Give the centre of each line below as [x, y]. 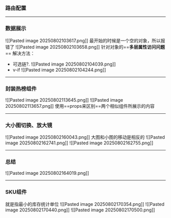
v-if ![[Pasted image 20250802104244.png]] [59, 70]
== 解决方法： [20, 53]
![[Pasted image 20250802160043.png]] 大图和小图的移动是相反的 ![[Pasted [85, 137]
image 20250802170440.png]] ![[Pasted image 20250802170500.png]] [80, 210]
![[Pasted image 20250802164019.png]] [47, 173]
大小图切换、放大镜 [29, 125]
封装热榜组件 [21, 88]
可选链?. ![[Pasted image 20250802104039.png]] [64, 64]
